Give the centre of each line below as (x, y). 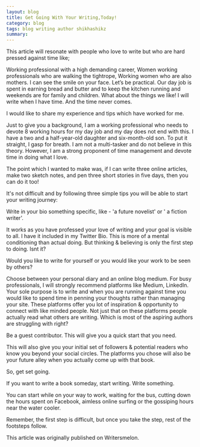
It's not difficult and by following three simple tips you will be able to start (97, 193)
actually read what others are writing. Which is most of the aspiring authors (100, 317)
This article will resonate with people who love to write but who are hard (95, 51)
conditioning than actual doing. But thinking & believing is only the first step (100, 243)
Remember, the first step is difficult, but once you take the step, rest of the (98, 420)
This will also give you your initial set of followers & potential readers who (97, 347)
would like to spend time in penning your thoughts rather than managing (96, 298)
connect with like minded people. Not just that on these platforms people (96, 311)
